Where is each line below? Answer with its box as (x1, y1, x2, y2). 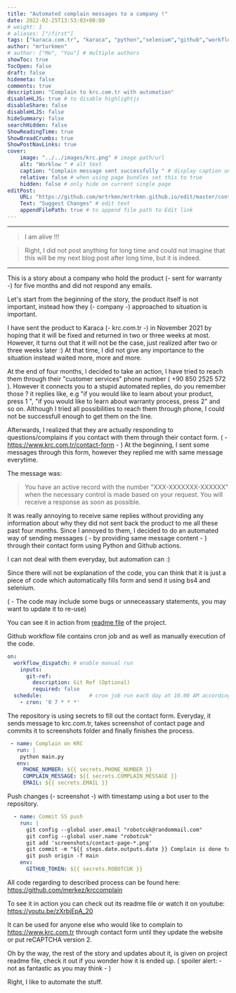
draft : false (7, 69, 46, 76)
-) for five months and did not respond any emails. (7, 281, 153, 289)
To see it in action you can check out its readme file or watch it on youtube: (7, 899, 225, 908)
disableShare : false (7, 102, 68, 109)
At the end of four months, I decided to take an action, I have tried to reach (7, 367, 223, 375)
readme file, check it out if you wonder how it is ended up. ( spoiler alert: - (7, 956, 223, 965)
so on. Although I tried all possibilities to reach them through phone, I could (7, 404, 225, 412)
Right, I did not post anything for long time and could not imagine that (24, 246, 225, 254)
